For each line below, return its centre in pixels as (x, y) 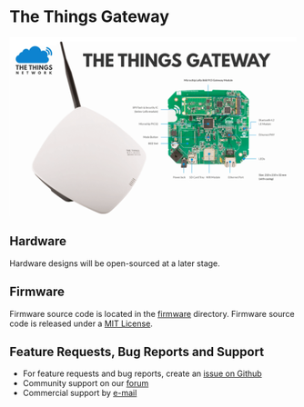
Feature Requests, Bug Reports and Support (137, 352)
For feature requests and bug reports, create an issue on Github (142, 373)
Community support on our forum (86, 383)
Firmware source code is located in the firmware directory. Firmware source (152, 313)
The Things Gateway (90, 17)
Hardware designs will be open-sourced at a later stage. (115, 263)
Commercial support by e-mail (80, 393)
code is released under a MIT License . (81, 323)
